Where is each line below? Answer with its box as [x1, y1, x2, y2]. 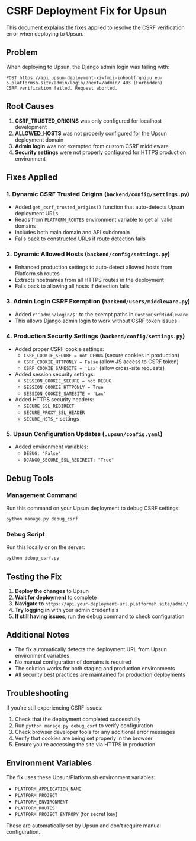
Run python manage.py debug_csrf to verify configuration [14, 721, 153, 729]
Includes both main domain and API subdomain [14, 229, 130, 236]
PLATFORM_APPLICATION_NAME [14, 786, 82, 792]
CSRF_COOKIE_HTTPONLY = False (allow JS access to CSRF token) [23, 358, 179, 365]
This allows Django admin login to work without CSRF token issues [14, 317, 178, 324]
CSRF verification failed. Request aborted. [6, 85, 118, 91]
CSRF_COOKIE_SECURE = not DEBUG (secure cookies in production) [23, 352, 179, 359]
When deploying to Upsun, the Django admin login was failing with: [6, 63, 170, 70]
